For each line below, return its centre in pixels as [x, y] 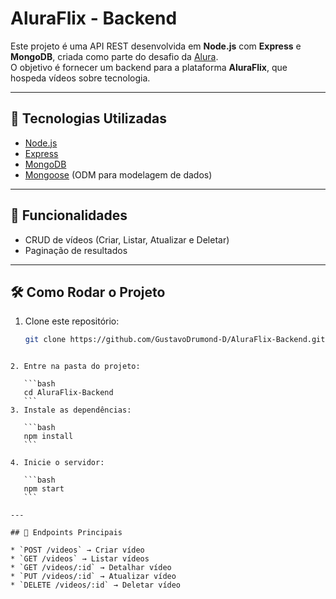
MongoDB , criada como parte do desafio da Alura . [114, 56]
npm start [44, 489]
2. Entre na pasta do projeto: [75, 367]
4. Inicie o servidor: [57, 463]
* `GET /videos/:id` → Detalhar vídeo [91, 568]
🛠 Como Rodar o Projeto [88, 292]
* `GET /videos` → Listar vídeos [80, 559]
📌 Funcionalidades [69, 215]
